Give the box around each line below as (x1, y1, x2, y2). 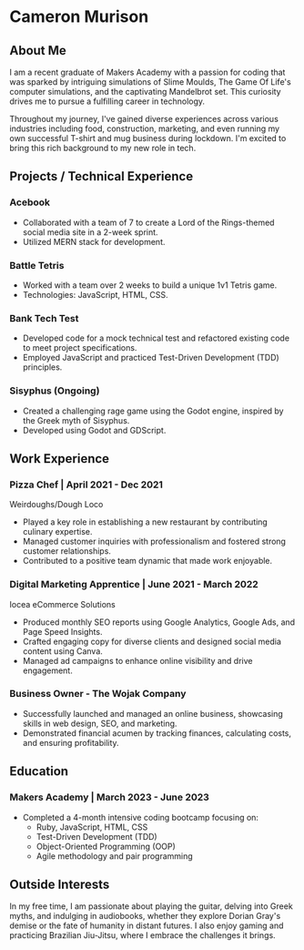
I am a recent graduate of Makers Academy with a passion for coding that (9, 66, 286, 77)
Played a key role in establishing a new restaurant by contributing (22, 516, 269, 527)
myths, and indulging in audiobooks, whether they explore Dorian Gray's (9, 911, 281, 922)
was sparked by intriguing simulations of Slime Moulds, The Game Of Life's (9, 77, 291, 87)
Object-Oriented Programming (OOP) (35, 841, 176, 852)
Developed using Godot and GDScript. (22, 424, 167, 435)
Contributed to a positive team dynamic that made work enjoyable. (22, 556, 273, 567)
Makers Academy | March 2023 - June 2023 (9, 791, 209, 803)
